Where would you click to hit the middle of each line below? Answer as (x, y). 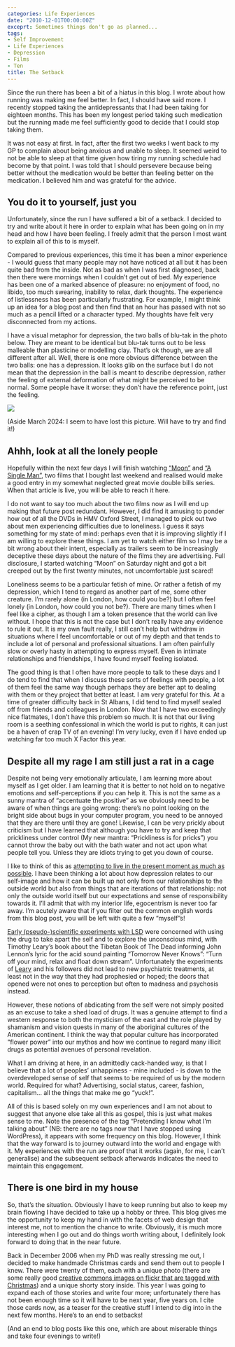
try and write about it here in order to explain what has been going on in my (116, 226)
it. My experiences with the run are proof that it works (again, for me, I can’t (116, 1151)
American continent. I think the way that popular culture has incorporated (113, 1034)
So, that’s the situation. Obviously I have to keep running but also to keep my (117, 1204)
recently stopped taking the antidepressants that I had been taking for (108, 107)
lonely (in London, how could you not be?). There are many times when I (111, 607)
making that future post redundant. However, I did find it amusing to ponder (116, 511)
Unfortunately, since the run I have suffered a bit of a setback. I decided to (114, 219)
